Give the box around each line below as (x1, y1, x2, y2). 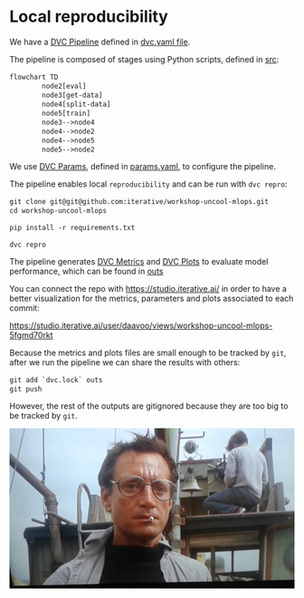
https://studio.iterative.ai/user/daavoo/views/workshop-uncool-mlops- (9, 320, 273, 331)
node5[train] (42, 109, 91, 118)
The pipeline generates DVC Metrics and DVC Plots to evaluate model (9, 256, 269, 266)
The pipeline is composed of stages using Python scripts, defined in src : (9, 53, 280, 64)
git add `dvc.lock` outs (9, 375, 103, 384)
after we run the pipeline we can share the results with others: (9, 356, 241, 368)
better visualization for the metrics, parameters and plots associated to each (9, 293, 294, 304)
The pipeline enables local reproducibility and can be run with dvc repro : (9, 178, 288, 189)
